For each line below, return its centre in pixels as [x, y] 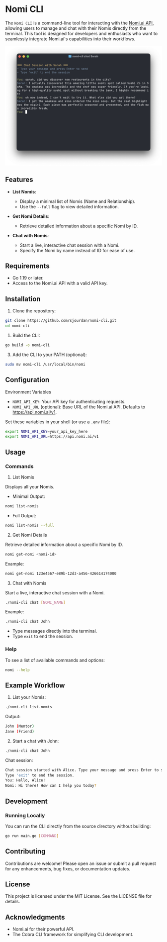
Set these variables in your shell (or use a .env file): [58, 422]
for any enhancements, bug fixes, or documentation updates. [68, 868]
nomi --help [17, 670]
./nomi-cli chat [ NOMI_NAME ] [35, 602]
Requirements [27, 266]
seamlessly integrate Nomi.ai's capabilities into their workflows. [70, 39]
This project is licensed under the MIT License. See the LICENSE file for [79, 896]
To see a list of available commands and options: [55, 660]
